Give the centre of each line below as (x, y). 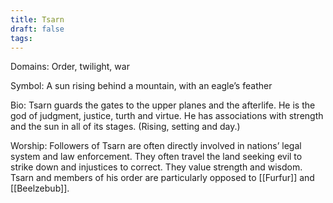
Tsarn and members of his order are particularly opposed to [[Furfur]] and (162, 178)
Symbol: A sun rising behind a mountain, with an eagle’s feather (141, 86)
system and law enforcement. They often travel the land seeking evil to (156, 157)
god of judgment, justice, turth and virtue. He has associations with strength (167, 116)
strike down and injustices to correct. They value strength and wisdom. (156, 167)
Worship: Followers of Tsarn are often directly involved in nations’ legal (156, 146)
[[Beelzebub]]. (40, 188)
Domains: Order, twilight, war (70, 67)
